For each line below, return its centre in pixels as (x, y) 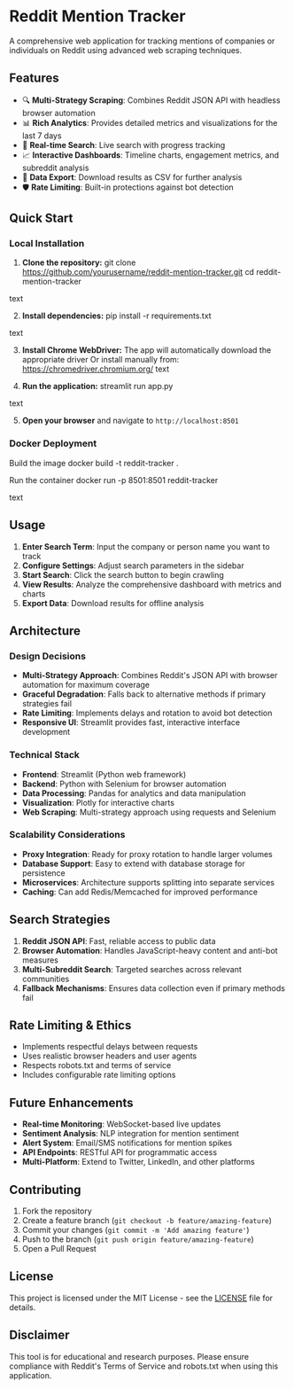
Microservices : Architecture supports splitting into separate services (148, 882)
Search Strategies (60, 920)
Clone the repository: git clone (79, 262)
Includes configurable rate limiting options (99, 1075)
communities (46, 979)
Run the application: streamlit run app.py (97, 386)
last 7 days (42, 136)
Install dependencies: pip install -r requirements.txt (116, 316)
